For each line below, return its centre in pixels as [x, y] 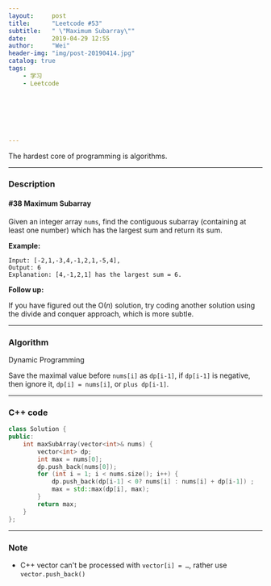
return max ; [58, 504]
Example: [25, 245]
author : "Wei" [39, 46]
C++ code [28, 412]
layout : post [38, 16]
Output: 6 [25, 267]
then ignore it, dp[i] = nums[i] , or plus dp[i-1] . [89, 383]
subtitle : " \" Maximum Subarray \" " [72, 31]
